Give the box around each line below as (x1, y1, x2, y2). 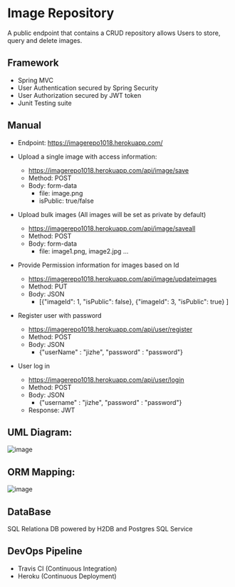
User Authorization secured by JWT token (17, 91, 142, 99)
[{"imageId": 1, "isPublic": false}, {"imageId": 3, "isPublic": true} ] (38, 297, 229, 306)
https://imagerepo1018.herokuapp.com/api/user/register (28, 325, 193, 333)
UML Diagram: (7, 426, 73, 438)
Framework (7, 57, 59, 69)
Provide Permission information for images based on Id (17, 261, 179, 269)
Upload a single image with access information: (17, 152, 157, 161)
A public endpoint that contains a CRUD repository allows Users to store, (7, 29, 221, 37)
